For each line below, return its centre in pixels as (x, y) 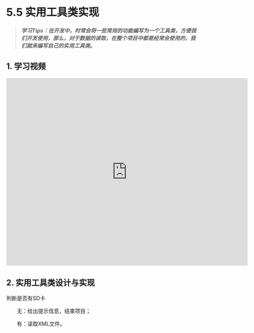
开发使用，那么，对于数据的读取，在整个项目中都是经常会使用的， (108, 38)
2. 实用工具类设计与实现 (51, 283)
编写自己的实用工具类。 (66, 45)
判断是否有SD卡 (26, 298)
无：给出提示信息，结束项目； (54, 311)
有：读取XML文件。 (41, 324)
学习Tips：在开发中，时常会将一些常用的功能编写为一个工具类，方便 (106, 30)
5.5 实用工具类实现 (53, 12)
